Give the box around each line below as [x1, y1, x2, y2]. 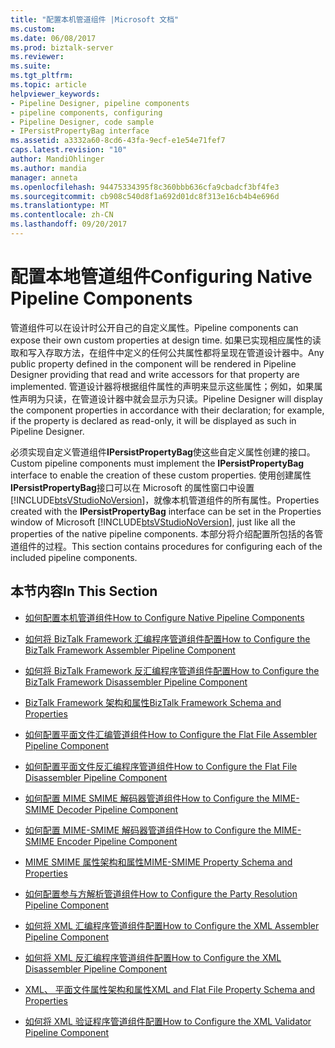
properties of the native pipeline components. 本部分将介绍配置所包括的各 [10, 527, 315, 540]
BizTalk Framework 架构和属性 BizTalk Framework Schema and [24, 696, 282, 708]
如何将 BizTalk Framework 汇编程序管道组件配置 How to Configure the [24, 632, 311, 645]
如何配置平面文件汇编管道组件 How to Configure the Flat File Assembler [24, 728, 318, 740]
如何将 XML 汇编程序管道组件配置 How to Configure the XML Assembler [24, 919, 320, 931]
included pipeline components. [10, 551, 138, 563]
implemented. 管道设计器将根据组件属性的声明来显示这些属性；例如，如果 [10, 380, 315, 392]
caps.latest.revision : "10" [10, 145, 128, 155]
